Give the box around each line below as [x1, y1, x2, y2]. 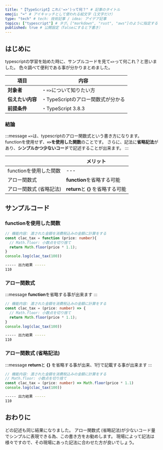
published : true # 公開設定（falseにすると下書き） [5, 25, 103, 30]
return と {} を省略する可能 [66, 186, 127, 193]
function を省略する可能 [66, 177, 121, 184]
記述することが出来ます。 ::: [72, 145, 129, 151]
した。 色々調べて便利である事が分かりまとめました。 [5, 64, 113, 70]
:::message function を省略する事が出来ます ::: [5, 291, 98, 298]
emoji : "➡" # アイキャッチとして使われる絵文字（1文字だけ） [5, 12, 115, 17]
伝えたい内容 [7, 96, 37, 102]
